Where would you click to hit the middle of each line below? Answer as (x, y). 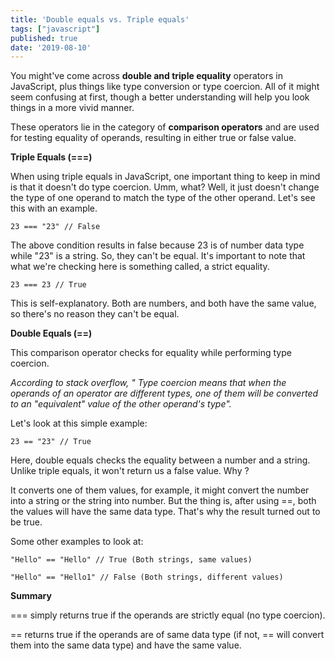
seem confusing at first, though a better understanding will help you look (160, 97)
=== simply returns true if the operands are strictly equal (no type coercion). (168, 615)
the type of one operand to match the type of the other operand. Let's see (163, 198)
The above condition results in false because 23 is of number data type (157, 245)
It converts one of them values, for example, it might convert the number (160, 490)
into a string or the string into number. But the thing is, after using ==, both (163, 501)
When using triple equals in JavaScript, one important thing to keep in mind (165, 177)
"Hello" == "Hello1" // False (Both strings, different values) (147, 577)
